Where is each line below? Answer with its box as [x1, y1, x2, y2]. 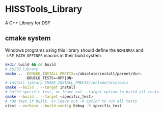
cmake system [5, 34, 51, 42]
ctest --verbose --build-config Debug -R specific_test [5, 103, 122, 108]
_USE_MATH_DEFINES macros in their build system [5, 52, 101, 58]
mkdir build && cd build [5, 62, 56, 67]
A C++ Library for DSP [5, 20, 51, 26]
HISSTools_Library [5, 3, 82, 15]
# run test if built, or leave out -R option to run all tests [5, 99, 137, 104]
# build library [5, 67, 38, 72]
